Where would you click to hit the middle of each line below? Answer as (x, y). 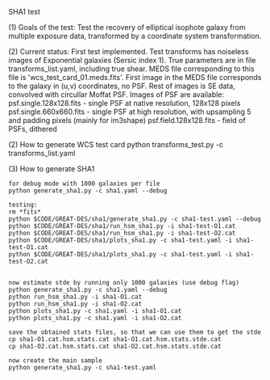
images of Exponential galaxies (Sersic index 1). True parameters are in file (132, 60)
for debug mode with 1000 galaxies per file (84, 184)
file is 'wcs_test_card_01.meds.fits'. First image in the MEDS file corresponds (135, 77)
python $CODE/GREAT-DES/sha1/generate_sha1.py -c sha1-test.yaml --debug (135, 219)
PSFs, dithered (33, 129)
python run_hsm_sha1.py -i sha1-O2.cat (75, 304)
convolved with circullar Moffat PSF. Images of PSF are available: (116, 95)
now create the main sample (56, 361)
